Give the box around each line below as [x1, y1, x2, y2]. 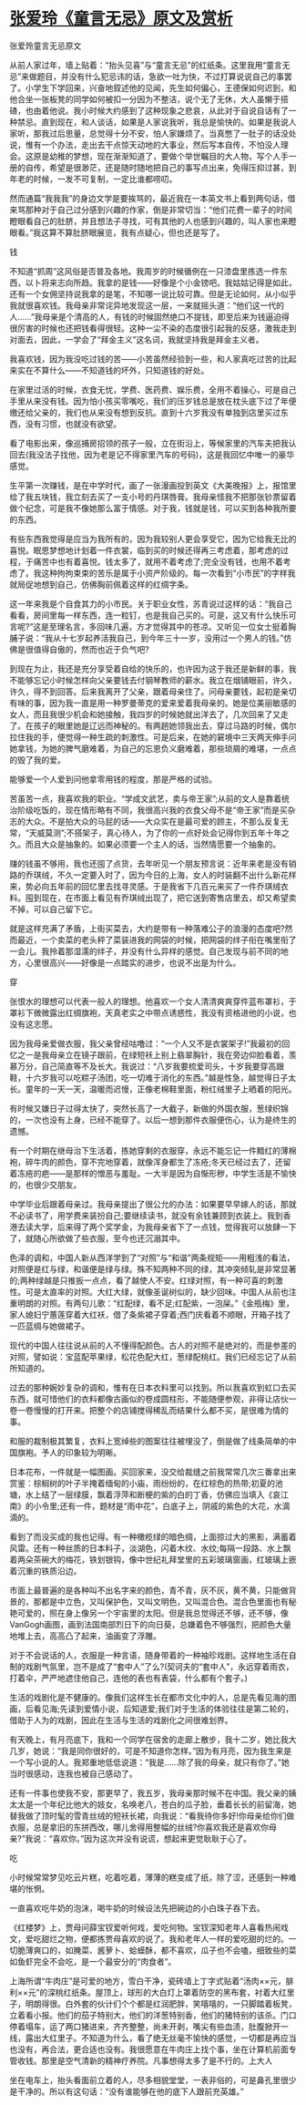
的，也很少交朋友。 [9, 1179, 82, 1190]
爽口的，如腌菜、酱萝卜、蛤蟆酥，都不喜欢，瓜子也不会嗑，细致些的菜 [33, 1945, 297, 1956]
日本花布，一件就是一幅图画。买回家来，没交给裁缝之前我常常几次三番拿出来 [9, 1466, 297, 1477]
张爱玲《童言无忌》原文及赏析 [9, 8, 234, 29]
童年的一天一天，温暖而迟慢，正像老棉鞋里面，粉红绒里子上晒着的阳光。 [25, 1083, 297, 1094]
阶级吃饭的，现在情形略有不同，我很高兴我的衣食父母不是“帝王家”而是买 [16, 804, 289, 816]
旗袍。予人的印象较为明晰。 [16, 1446, 121, 1458]
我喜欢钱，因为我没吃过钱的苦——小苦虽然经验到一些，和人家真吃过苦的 [9, 353, 280, 365]
